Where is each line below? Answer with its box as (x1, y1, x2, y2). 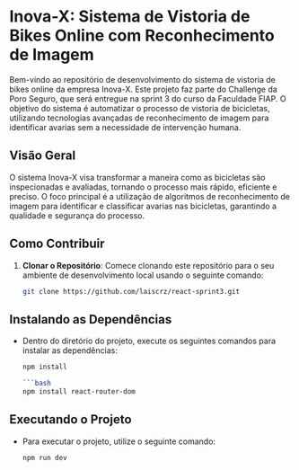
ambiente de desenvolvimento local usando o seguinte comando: (22, 270, 264, 280)
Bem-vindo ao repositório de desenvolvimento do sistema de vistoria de (9, 74, 277, 84)
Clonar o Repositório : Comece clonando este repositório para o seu (22, 260, 275, 270)
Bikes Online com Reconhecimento (9, 25, 276, 46)
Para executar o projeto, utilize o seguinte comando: (22, 436, 216, 447)
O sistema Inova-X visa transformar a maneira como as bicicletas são (9, 172, 266, 182)
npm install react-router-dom (22, 387, 136, 396)
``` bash (22, 379, 51, 388)
